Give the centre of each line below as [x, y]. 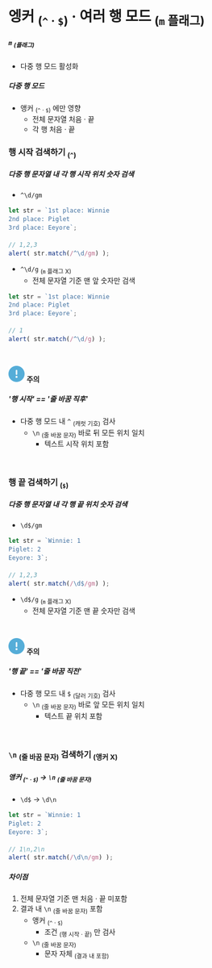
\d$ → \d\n [38, 799]
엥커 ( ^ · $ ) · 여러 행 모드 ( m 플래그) [107, 18]
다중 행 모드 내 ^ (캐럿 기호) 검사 [68, 422]
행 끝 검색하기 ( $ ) [39, 483]
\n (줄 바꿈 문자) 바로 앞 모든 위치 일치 [88, 705]
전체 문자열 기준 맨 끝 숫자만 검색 [83, 611]
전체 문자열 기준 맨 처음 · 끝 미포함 [73, 899]
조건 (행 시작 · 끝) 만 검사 [80, 933]
